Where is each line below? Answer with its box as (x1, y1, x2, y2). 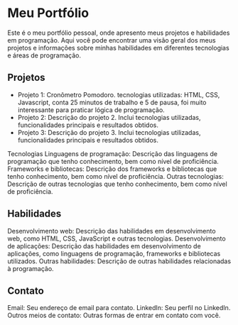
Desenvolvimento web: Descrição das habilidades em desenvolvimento (7, 226, 216, 235)
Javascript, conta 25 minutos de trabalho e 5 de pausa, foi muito (17, 98, 207, 106)
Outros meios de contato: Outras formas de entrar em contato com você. (7, 311, 221, 320)
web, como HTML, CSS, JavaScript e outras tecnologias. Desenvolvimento (7, 234, 226, 243)
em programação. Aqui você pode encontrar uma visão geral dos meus (7, 35, 216, 44)
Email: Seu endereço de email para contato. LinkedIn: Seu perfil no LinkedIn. (7, 304, 231, 312)
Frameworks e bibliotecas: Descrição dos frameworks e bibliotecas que (7, 165, 217, 173)
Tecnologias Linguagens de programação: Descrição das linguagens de (7, 149, 218, 158)
